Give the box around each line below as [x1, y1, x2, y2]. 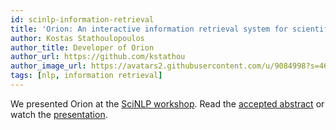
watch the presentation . [10, 108, 108, 120]
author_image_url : [10, 61, 87, 71]
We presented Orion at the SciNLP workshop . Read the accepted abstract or [10, 97, 325, 110]
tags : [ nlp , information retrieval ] [10, 71, 163, 81]
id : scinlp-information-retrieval [10, 14, 155, 25]
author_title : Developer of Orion [10, 42, 155, 53]
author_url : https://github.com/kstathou [10, 52, 186, 62]
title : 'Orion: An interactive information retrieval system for [10, 24, 288, 34]
